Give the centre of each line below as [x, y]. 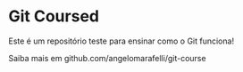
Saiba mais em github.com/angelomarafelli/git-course [107, 58]
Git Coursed [54, 16]
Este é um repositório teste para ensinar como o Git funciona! [121, 41]
